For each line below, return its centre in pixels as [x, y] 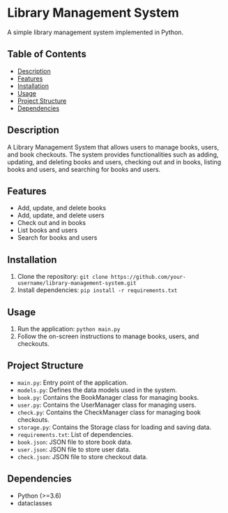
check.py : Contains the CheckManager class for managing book [109, 412]
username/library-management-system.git [77, 283]
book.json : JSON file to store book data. [75, 442]
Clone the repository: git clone [62, 277]
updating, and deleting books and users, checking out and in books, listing [114, 161]
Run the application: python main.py [69, 329]
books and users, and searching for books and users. [84, 169]
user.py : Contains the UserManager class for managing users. [107, 405]
